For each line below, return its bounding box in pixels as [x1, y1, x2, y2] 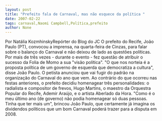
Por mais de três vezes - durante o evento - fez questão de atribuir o [5, 54, 143, 60]
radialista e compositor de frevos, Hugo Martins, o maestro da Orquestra [5, 85, 151, 91]
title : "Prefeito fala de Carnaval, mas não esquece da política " [5, 12, 145, 17]
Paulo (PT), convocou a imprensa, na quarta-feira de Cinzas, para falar [5, 44, 147, 50]
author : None [5, 25, 32, 30]
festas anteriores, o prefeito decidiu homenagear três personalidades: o [5, 80, 150, 86]
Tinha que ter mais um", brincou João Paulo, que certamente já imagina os [5, 101, 155, 107]
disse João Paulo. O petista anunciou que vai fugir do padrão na [5, 70, 134, 76]
